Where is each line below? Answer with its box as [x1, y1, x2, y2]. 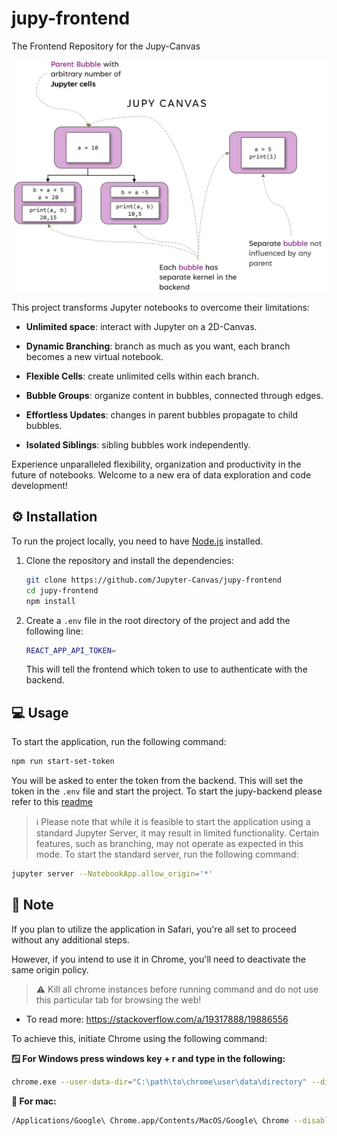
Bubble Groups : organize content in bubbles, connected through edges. [25, 390, 324, 402]
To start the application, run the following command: [11, 736, 227, 748]
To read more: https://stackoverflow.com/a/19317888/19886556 [25, 1013, 289, 1025]
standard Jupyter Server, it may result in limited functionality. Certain [35, 827, 320, 839]
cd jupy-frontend [25, 585, 99, 596]
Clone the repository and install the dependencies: [25, 554, 234, 566]
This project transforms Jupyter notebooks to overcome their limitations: [11, 302, 310, 314]
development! [11, 480, 68, 492]
